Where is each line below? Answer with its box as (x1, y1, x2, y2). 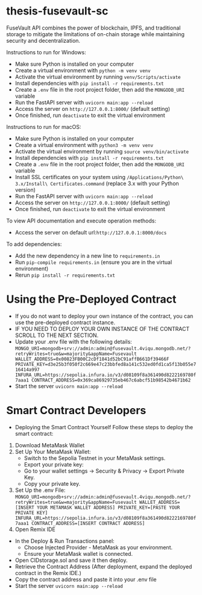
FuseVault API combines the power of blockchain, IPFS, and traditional (6, 24, 181, 31)
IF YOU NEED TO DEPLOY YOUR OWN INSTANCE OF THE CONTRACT (14, 325, 190, 332)
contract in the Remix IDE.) (14, 569, 81, 576)
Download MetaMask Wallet (14, 441, 85, 449)
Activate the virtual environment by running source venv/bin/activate (14, 148, 189, 155)
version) (14, 186, 36, 194)
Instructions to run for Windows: (6, 48, 86, 55)
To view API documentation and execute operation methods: (6, 217, 157, 224)
